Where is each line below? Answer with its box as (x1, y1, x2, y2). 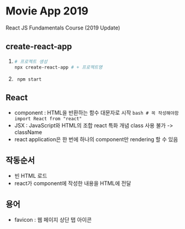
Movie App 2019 (5, 4, 89, 18)
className (14, 129, 43, 136)
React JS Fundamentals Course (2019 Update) (5, 24, 121, 31)
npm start (17, 76, 42, 82)
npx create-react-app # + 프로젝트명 (14, 64, 103, 70)
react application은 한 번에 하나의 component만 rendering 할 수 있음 (14, 136, 178, 143)
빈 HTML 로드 (14, 173, 47, 180)
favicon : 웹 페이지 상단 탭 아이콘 (14, 216, 92, 223)
